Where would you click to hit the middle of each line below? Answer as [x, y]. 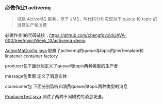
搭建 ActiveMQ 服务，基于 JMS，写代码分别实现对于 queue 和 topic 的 [87, 19]
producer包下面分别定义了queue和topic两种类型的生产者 [62, 66]
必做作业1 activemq [28, 7]
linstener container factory [32, 56]
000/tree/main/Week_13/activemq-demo [45, 41]
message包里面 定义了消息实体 [36, 76]
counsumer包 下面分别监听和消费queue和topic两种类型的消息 [66, 86]
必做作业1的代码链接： [27, 35]
